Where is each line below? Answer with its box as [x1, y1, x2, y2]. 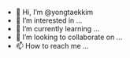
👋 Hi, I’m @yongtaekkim [15, 8, 94, 16]
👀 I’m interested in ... [15, 16, 83, 25]
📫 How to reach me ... [15, 42, 89, 50]
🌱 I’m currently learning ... [15, 24, 100, 33]
